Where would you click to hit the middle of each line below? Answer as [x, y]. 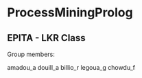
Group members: [31, 54]
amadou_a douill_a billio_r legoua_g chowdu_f [71, 67]
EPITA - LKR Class [46, 38]
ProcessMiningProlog [70, 13]
